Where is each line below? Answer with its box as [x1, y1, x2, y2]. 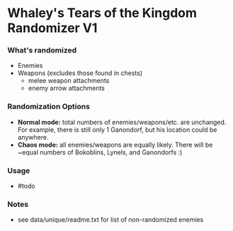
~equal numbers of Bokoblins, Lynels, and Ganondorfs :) [17, 147, 183, 157]
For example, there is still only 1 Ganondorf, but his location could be [17, 125, 217, 134]
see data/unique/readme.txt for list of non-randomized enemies [17, 215, 204, 224]
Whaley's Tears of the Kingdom [7, 5, 197, 21]
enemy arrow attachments [28, 84, 105, 93]
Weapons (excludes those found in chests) [17, 69, 143, 77]
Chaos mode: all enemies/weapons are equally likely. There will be [17, 140, 213, 149]
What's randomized [7, 45, 77, 55]
